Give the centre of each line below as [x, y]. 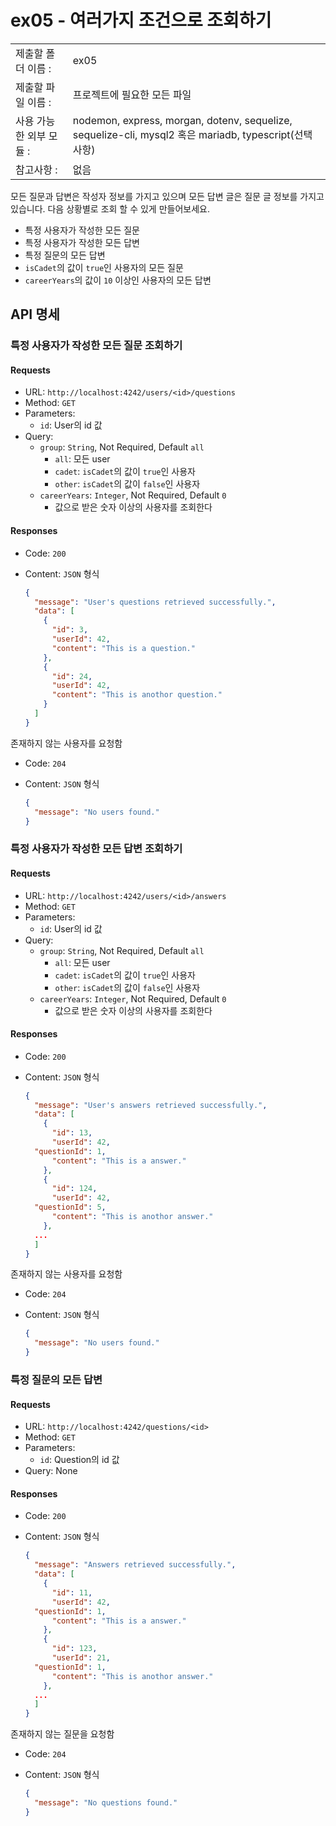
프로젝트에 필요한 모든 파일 [132, 94]
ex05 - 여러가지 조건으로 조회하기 [141, 20]
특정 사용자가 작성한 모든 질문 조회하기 [96, 346]
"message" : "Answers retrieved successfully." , [135, 1565]
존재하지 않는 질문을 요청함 [62, 1734]
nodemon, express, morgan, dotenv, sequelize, [182, 120]
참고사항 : [36, 169]
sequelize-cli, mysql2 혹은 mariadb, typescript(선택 [192, 134]
